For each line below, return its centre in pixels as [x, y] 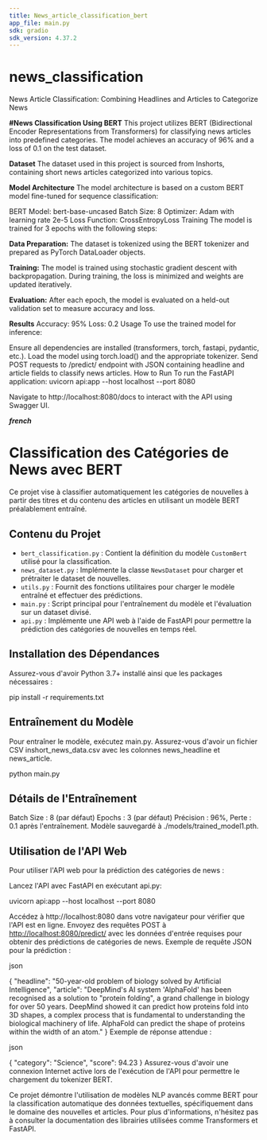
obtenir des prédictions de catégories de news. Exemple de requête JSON [131, 942]
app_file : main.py [39, 23]
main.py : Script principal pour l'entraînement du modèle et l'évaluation [136, 603]
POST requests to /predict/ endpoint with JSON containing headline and [127, 365]
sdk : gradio [29, 30]
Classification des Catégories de [119, 453]
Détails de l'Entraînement [73, 798]
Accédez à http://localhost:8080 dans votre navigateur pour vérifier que [127, 916]
